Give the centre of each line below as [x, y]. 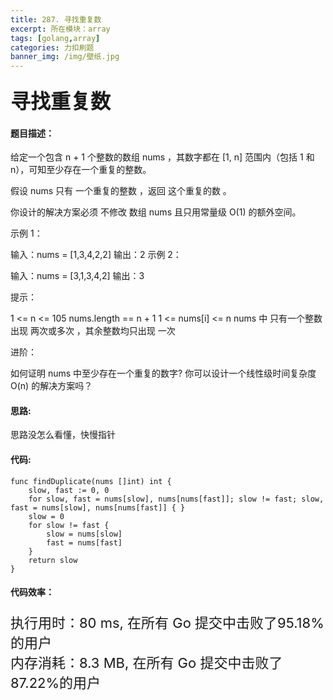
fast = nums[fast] [84, 542]
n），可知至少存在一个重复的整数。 [81, 170]
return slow [53, 560]
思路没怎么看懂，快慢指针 [63, 435]
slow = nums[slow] [84, 534]
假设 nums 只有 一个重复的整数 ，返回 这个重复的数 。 [121, 191]
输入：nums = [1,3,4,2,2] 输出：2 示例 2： [96, 255]
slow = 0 [46, 516]
